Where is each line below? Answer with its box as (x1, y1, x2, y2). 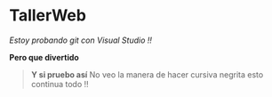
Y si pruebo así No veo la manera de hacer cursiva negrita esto (30, 69, 264, 80)
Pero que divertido (9, 52, 80, 62)
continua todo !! (30, 78, 89, 89)
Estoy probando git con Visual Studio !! (9, 35, 153, 45)
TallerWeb (9, 5, 87, 26)
